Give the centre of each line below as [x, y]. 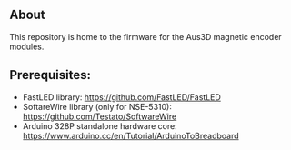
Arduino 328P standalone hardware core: [100, 125]
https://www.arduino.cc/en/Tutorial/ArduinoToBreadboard [130, 135]
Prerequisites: [50, 75]
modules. [27, 46]
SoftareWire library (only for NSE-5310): [97, 106]
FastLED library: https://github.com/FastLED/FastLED [121, 97]
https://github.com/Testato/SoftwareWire [100, 116]
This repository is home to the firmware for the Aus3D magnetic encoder [145, 36]
